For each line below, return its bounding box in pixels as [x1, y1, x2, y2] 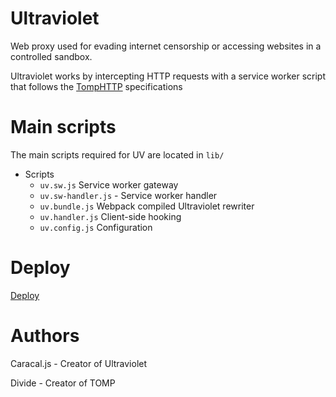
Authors [10, 325, 80, 347]
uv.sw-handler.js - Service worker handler [39, 189, 218, 201]
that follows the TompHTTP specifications [10, 80, 183, 92]
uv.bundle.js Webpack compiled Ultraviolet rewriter [39, 200, 255, 212]
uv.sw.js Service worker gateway [39, 178, 179, 191]
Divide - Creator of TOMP [10, 377, 116, 389]
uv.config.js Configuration [39, 221, 153, 233]
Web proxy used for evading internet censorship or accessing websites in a [10, 40, 322, 52]
